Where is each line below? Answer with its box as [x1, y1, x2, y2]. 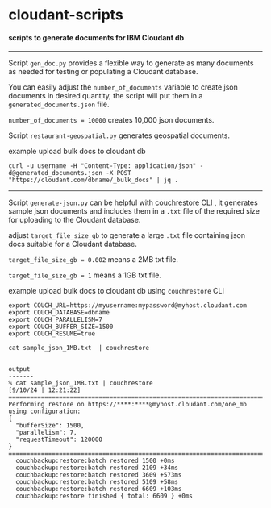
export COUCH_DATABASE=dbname [8, 309, 110, 317]
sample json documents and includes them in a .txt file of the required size [8, 206, 261, 216]
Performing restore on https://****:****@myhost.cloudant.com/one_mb [8, 401, 248, 409]
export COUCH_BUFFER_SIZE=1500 [8, 323, 114, 331]
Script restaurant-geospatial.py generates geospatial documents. [8, 131, 230, 140]
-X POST [106, 169, 131, 177]
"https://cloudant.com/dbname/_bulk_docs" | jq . [8, 176, 179, 185]
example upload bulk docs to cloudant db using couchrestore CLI [8, 286, 224, 296]
